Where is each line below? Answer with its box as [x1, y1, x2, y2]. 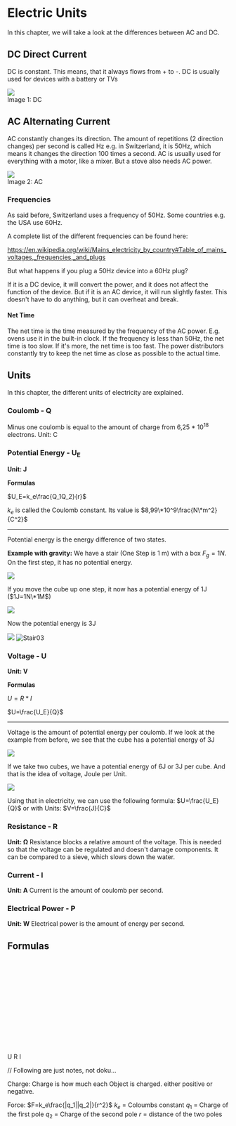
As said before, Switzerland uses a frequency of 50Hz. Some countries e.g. [7, 211, 226, 219]
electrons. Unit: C [7, 430, 58, 438]
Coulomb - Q [7, 405, 52, 415]
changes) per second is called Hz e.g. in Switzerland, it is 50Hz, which [7, 142, 211, 150]
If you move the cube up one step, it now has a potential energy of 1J [7, 584, 207, 593]
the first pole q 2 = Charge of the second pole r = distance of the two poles [7, 1110, 223, 1120]
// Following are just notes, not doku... [7, 1066, 117, 1074]
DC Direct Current [7, 48, 87, 60]
